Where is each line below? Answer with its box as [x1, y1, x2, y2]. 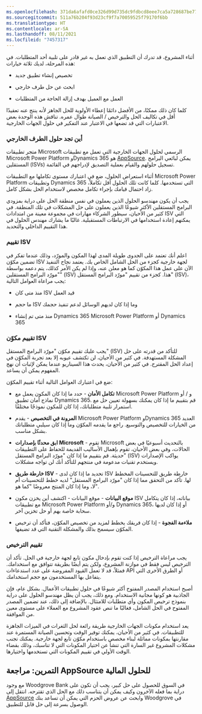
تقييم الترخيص [6, 540, 43, 549]
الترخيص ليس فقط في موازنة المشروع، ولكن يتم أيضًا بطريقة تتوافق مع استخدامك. [6, 560, 191, 567]
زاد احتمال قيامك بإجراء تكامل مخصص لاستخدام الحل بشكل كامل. [6, 185, 153, 193]
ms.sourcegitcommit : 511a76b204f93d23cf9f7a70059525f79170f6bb [6, 14, 168, 21]
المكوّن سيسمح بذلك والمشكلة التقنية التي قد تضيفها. [14, 525, 133, 532]
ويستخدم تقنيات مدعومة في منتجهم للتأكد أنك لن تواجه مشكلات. [14, 458, 158, 465]
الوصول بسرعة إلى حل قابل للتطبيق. [6, 701, 88, 707]
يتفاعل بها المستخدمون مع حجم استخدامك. [6, 573, 102, 581]
